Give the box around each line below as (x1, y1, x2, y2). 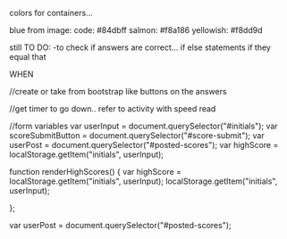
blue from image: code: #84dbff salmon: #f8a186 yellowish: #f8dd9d (9, 25, 263, 35)
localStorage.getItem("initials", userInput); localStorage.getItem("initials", (9, 176, 278, 186)
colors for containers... (9, 8, 93, 18)
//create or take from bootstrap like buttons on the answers (9, 87, 227, 96)
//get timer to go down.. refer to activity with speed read (9, 103, 216, 114)
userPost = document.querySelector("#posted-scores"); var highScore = (9, 140, 279, 150)
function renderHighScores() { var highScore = (9, 167, 181, 177)
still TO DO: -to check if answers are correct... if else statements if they (9, 42, 271, 53)
